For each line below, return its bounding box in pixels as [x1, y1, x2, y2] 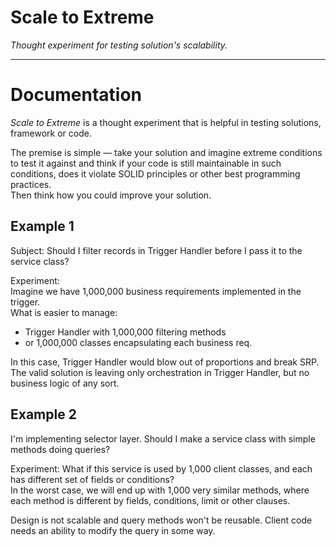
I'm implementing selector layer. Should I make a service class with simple [10, 432, 316, 445]
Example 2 [10, 406, 77, 423]
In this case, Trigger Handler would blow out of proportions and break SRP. [10, 356, 320, 368]
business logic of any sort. [10, 377, 120, 389]
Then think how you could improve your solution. [10, 189, 212, 201]
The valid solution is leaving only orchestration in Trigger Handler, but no [10, 366, 310, 378]
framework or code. [10, 127, 92, 139]
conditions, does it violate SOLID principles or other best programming [10, 167, 301, 180]
